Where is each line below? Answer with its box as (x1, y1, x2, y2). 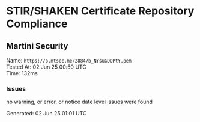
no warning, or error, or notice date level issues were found (6, 98, 153, 106)
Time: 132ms (6, 70, 38, 76)
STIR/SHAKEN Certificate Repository (6, 4, 195, 18)
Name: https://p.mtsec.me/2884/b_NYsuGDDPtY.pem (6, 57, 132, 64)
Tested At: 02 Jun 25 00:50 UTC (6, 63, 87, 70)
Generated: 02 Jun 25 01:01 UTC (6, 110, 87, 117)
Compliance (6, 17, 68, 31)
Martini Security (6, 41, 68, 51)
